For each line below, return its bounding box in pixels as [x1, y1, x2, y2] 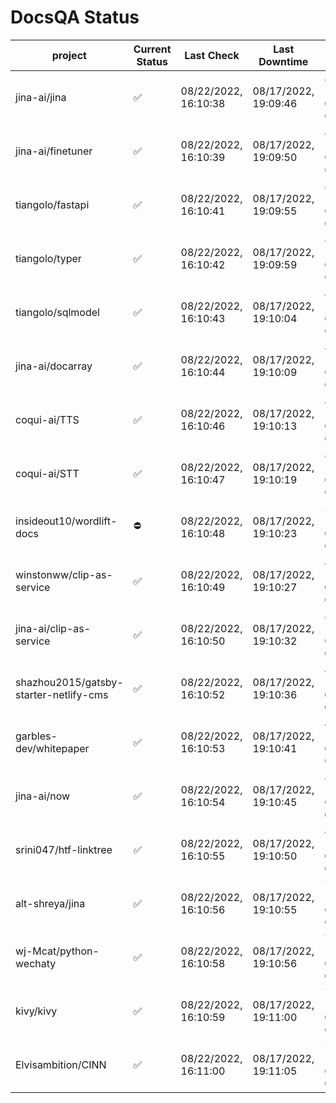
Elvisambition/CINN [15, 1057, 107, 1071]
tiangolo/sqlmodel [15, 305, 100, 319]
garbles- [15, 729, 58, 743]
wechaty [15, 956, 57, 970]
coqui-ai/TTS [15, 412, 80, 426]
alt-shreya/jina [15, 896, 86, 910]
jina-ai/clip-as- [15, 621, 92, 635]
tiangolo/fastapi [15, 197, 90, 211]
